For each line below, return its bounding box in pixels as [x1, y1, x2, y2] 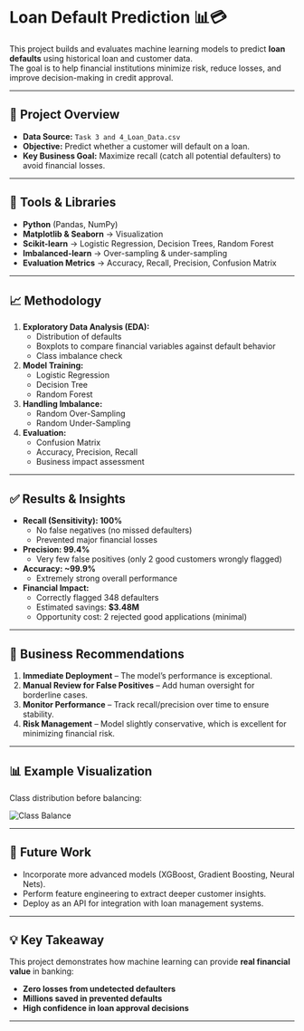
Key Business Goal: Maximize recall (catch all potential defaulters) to [22, 150, 281, 161]
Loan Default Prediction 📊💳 [9, 7, 228, 28]
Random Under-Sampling [35, 418, 131, 429]
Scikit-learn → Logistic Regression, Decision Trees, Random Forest [22, 237, 274, 249]
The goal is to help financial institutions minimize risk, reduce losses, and [9, 63, 282, 73]
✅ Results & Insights [9, 491, 127, 506]
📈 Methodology [9, 293, 102, 308]
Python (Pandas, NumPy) [22, 218, 119, 229]
